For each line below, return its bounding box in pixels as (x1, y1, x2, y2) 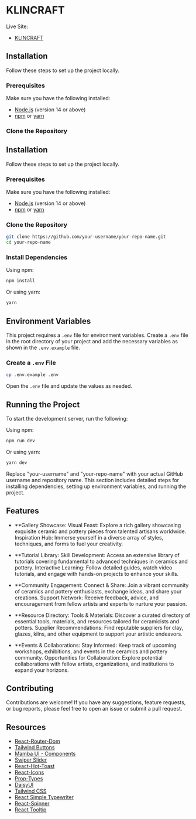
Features (6, 506, 39, 516)
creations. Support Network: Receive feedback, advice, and (14, 594, 159, 601)
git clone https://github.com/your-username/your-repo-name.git (6, 234, 166, 240)
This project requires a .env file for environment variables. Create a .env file (6, 332, 188, 339)
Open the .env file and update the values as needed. (6, 383, 133, 390)
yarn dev (6, 459, 27, 466)
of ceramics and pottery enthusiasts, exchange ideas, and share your (14, 588, 182, 595)
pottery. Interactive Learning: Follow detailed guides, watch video (14, 564, 173, 571)
